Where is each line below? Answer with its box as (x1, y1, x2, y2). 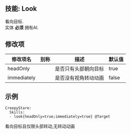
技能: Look (5, 4, 37, 13)
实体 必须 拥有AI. (5, 24, 39, 30)
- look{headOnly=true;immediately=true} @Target (9, 114, 110, 119)
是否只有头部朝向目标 (55, 65, 104, 72)
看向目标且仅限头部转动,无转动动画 (5, 123, 75, 129)
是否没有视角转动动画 (55, 75, 104, 81)
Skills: (9, 110, 25, 115)
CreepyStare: (5, 106, 32, 111)
